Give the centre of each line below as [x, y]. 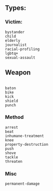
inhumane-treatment [25, 136]
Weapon [18, 73]
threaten [14, 161]
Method [14, 117]
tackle [12, 157]
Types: [16, 8]
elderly [13, 40]
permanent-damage [22, 184]
